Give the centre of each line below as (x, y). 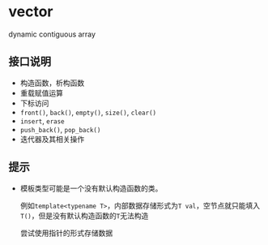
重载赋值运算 (41, 92)
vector (31, 12)
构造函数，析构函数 (52, 83)
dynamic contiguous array (52, 34)
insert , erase (42, 121)
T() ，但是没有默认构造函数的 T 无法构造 (84, 215)
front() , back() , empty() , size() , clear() (88, 112)
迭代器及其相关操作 (52, 139)
